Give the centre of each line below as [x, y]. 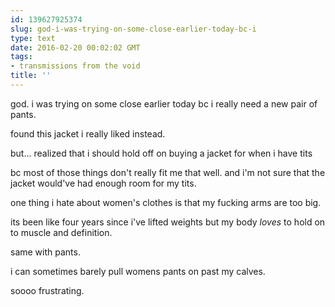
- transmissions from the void [75, 66]
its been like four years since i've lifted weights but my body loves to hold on [168, 222]
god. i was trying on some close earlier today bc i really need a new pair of [164, 103]
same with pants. [45, 252]
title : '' [31, 76]
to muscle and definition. [61, 232]
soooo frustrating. [47, 290]
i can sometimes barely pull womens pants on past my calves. [138, 271]
